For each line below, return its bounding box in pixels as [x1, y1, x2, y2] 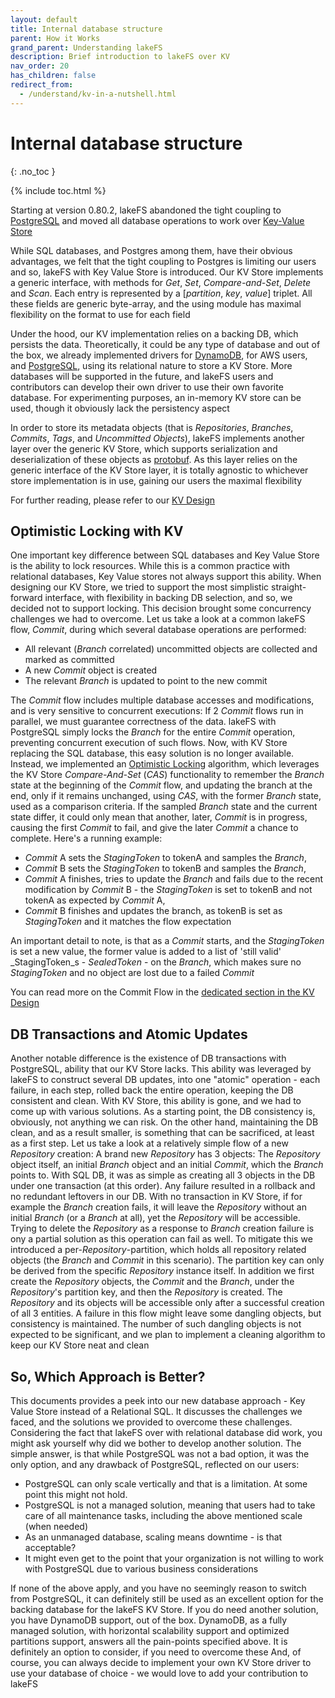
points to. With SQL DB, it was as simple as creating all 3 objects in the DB [10, 1169, 316, 1181]
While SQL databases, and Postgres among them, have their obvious [10, 244, 293, 256]
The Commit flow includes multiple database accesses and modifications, [10, 694, 315, 706]
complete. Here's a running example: [10, 832, 163, 845]
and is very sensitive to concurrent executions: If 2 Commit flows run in [10, 705, 304, 717]
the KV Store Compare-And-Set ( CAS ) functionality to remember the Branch [10, 769, 325, 781]
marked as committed [24, 654, 115, 666]
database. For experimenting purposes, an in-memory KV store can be [10, 391, 302, 403]
